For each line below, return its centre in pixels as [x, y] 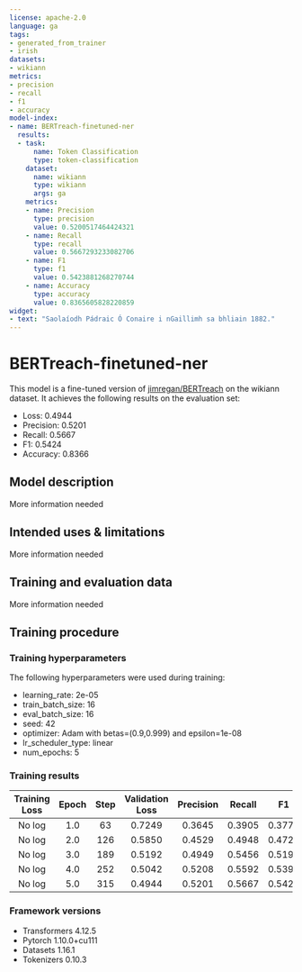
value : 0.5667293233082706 [84, 252]
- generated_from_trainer [58, 43]
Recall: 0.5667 [49, 435]
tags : [19, 34]
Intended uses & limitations [87, 532]
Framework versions [55, 911]
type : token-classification [86, 160]
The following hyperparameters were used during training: [117, 677]
